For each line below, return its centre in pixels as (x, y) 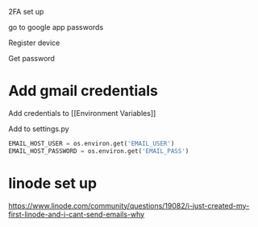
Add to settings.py (39, 129)
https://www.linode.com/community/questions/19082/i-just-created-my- (129, 205)
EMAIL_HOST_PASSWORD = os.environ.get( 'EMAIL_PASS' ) (99, 151)
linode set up (53, 183)
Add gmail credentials (83, 91)
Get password (31, 58)
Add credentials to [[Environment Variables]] (82, 113)
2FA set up (26, 12)
